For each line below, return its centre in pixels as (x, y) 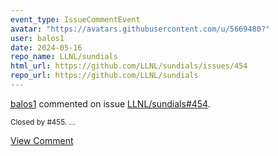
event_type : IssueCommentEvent (75, 19)
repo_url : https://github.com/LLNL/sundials (104, 76)
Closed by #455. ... (43, 122)
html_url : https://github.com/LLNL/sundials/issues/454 (129, 66)
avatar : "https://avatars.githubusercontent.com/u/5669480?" (140, 29)
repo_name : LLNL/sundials (64, 57)
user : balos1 (37, 38)
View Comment (42, 140)
